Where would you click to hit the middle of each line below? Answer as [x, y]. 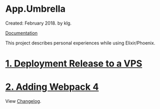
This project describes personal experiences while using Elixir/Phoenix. [80, 43]
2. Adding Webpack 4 [52, 87]
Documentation [21, 33]
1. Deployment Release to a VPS [74, 64]
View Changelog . [24, 101]
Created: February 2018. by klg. [38, 23]
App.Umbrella [36, 9]
